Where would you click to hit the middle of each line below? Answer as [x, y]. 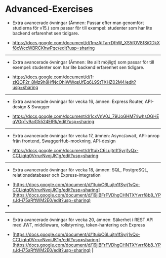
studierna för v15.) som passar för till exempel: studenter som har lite [82, 28]
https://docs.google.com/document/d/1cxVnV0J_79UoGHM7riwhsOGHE [86, 116]
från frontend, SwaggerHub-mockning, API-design [64, 141]
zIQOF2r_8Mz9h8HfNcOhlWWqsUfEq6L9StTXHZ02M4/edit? [74, 82]
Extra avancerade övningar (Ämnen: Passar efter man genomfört [78, 23]
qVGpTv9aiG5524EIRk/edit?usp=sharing [53, 121]
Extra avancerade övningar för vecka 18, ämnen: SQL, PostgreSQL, [80, 170]
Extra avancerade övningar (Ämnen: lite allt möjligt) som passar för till [83, 62]
